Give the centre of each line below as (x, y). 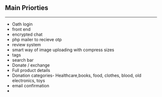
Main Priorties (27, 8)
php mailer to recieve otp (37, 39)
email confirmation (31, 85)
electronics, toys (28, 80)
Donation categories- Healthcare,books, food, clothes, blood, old (76, 75)
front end (21, 29)
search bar (23, 60)
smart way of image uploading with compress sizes (63, 50)
